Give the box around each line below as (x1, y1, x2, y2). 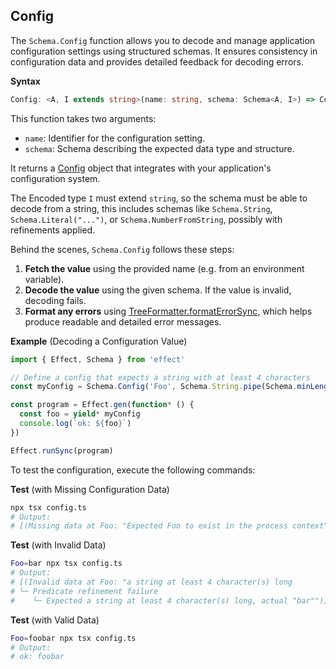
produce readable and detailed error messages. (24, 315, 222, 328)
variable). (24, 273, 65, 285)
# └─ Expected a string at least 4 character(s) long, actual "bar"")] (10, 595, 329, 606)
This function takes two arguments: (10, 112, 157, 124)
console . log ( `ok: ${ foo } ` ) (19, 419, 132, 429)
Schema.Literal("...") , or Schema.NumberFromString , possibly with (10, 213, 283, 225)
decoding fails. (24, 294, 87, 306)
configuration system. (10, 172, 101, 184)
